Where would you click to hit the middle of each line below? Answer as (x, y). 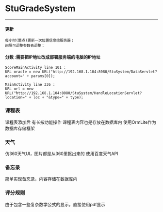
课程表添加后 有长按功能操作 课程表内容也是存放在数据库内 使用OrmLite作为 (81, 122)
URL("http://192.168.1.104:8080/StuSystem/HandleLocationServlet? (73, 93)
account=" (15, 76)
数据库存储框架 (20, 128)
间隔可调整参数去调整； (25, 46)
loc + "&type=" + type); (58, 97)
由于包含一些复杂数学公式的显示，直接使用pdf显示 (55, 204)
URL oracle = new (23, 72)
